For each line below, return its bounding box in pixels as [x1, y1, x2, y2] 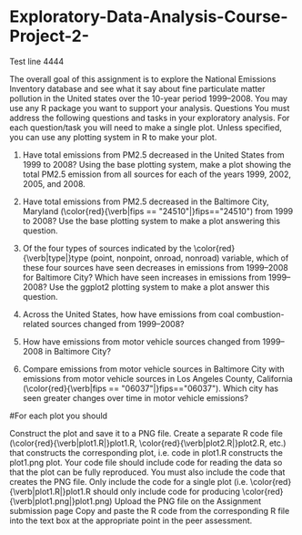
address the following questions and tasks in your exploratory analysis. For [9, 112, 290, 123]
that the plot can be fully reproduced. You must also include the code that [9, 467, 286, 478]
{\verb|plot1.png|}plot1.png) [9, 495, 113, 507]
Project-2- [9, 26, 89, 46]
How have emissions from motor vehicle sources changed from [22, 335, 261, 347]
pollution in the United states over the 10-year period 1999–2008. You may [9, 93, 288, 104]
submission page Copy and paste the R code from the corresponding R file [9, 505, 290, 516]
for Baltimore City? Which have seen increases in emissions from [22, 272, 267, 283]
